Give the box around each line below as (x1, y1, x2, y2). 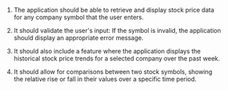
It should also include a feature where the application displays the (13, 47, 201, 55)
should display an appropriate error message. (13, 34, 144, 42)
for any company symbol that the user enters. (13, 13, 144, 21)
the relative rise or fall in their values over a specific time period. (13, 75, 197, 83)
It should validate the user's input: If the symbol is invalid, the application (13, 27, 221, 34)
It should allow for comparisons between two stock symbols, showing (13, 68, 213, 76)
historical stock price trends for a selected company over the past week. (13, 54, 220, 63)
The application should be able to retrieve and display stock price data (13, 6, 215, 14)
